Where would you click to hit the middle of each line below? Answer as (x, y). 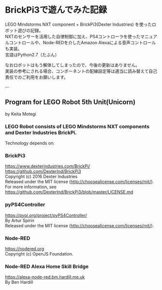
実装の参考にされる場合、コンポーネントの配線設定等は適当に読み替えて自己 (81, 71)
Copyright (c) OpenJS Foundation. (39, 254)
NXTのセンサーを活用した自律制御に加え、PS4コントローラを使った (73, 36)
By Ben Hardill (19, 282)
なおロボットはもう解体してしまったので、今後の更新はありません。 (73, 65)
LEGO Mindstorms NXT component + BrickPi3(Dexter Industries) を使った (79, 24)
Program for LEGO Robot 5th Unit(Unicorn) (70, 102)
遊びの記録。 (30, 30)
